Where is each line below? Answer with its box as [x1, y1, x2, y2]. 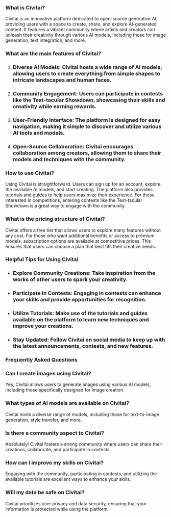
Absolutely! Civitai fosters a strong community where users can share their [5, 441, 162, 447]
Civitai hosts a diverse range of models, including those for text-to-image [5, 411, 160, 417]
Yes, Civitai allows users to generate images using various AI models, [5, 381, 151, 387]
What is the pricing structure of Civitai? [5, 216, 105, 223]
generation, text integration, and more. [5, 37, 86, 43]
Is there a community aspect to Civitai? [5, 429, 105, 436]
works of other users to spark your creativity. [12, 276, 128, 283]
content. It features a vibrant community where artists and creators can [5, 27, 156, 33]
